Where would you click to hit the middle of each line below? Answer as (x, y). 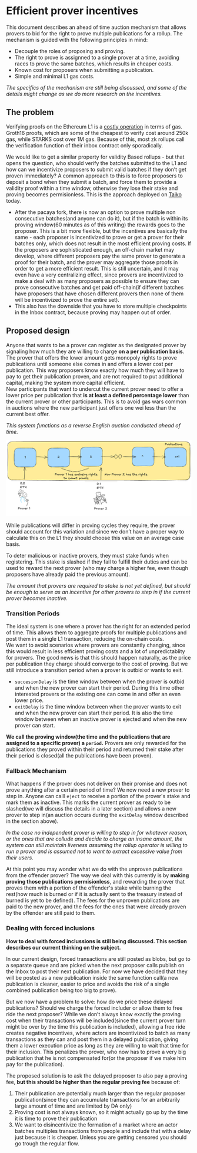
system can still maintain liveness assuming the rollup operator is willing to (97, 845)
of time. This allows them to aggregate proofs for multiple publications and (96, 632)
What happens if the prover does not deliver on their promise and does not (96, 784)
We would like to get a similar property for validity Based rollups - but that (95, 157)
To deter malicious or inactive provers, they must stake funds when (88, 555)
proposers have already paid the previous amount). (68, 574)
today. (14, 200)
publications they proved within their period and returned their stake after (95, 749)
